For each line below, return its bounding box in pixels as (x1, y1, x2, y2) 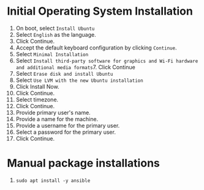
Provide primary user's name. (15, 109, 91, 116)
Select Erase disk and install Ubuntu (15, 70, 113, 77)
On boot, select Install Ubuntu (15, 24, 95, 32)
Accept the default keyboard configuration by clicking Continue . (15, 44, 177, 51)
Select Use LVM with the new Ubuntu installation (15, 76, 143, 84)
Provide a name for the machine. (15, 115, 99, 123)
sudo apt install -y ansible (15, 177, 91, 184)
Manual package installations (7, 156, 160, 170)
